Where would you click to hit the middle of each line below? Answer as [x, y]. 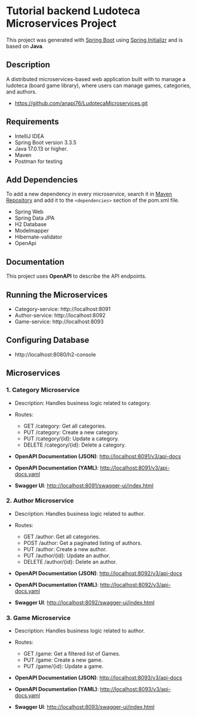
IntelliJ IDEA [29, 136]
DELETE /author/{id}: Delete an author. [70, 561]
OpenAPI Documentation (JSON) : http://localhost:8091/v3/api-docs [98, 456]
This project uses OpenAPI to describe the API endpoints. [76, 276]
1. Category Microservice [43, 390]
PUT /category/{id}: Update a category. [71, 438]
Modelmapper [32, 231]
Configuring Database [48, 340]
